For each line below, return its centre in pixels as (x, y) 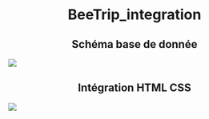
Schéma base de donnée (135, 44)
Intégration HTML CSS (135, 88)
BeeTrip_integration (135, 15)
